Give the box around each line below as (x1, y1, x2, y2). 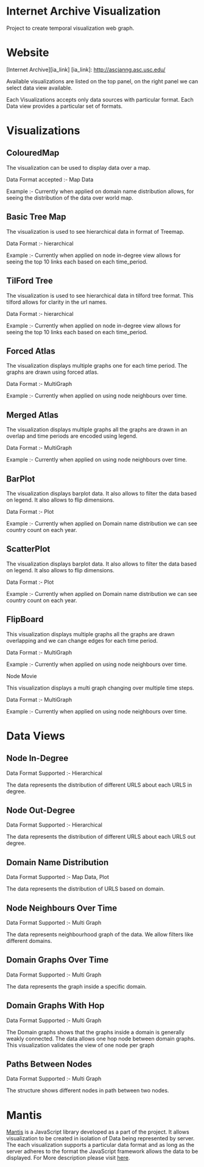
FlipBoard (6, 614, 44, 625)
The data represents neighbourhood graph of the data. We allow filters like (6, 931, 194, 938)
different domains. (6, 937, 52, 944)
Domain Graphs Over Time (6, 955, 109, 965)
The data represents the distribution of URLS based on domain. (6, 885, 165, 892)
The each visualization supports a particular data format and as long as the (6, 1141, 195, 1149)
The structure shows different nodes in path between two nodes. (6, 1087, 169, 1094)
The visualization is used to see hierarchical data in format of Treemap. (6, 228, 185, 235)
